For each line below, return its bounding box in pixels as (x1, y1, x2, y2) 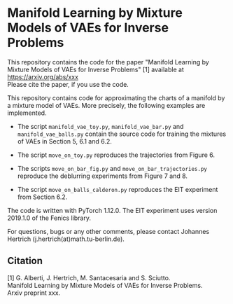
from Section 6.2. (17, 193, 68, 201)
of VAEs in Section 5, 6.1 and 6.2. (17, 137, 112, 145)
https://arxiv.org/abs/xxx (7, 72, 79, 81)
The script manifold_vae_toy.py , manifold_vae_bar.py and (17, 122, 184, 130)
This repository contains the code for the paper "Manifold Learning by (7, 57, 210, 66)
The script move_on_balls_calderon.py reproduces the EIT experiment (17, 185, 218, 193)
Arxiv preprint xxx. (7, 289, 61, 297)
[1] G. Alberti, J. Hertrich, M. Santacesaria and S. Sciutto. (7, 273, 171, 282)
